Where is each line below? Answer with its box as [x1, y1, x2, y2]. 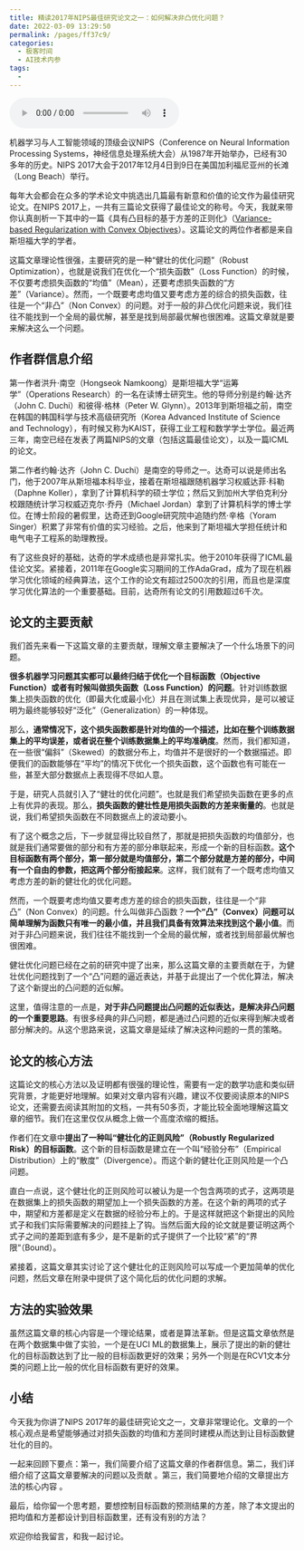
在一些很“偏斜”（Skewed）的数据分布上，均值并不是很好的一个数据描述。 [9, 746, 284, 757]
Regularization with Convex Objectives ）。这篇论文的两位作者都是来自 [34, 224, 293, 235]
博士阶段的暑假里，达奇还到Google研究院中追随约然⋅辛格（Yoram [33, 509, 278, 521]
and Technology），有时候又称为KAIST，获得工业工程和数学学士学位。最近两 [9, 422, 295, 433]
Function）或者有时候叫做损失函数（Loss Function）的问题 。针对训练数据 [9, 682, 288, 693]
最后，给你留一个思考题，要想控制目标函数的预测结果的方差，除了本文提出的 [9, 1500, 295, 1511]
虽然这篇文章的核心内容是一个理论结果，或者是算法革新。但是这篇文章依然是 [9, 1328, 295, 1338]
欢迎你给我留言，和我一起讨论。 [9, 1530, 128, 1541]
